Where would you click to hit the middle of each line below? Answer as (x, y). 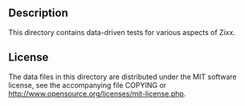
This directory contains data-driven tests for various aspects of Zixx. (122, 32)
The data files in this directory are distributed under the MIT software (122, 77)
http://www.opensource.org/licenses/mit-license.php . (97, 93)
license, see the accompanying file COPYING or (88, 85)
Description (38, 13)
